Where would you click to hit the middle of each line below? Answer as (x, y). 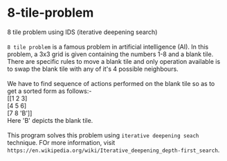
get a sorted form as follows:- (49, 91)
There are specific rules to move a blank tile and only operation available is (114, 61)
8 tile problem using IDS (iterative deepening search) (82, 32)
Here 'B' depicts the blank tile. (50, 120)
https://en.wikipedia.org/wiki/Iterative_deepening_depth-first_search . (113, 150)
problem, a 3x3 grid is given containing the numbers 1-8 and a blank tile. (110, 54)
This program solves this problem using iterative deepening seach (103, 135)
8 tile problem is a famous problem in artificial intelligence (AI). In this (108, 46)
